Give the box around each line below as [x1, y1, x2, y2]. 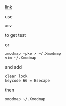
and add [5, 64, 22, 70]
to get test [5, 32, 26, 38]
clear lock [5, 74, 28, 79]
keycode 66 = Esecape [5, 78, 50, 83]
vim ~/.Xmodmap [5, 55, 37, 60]
